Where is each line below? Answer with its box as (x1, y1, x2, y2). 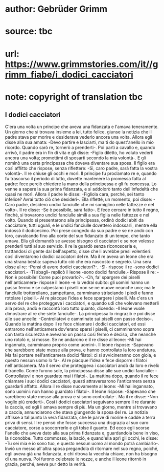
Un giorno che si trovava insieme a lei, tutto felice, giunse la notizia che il (5, 129, 152, 135)
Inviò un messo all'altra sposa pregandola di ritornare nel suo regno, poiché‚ (5, 446, 159, 451)
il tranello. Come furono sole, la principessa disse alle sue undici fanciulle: (5, 367, 154, 373)
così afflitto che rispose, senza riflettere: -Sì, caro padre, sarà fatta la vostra (5, 165, 158, 171)
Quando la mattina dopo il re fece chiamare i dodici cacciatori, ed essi (5, 321, 146, 327)
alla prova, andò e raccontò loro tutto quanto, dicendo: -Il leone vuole (5, 305, 145, 311)
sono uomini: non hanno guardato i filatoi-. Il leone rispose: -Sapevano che (5, 388, 156, 394)
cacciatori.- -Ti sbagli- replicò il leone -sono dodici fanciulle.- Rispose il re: (5, 269, 156, 275)
